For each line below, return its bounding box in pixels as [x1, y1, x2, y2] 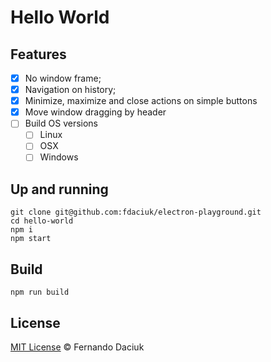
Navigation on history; [24, 84, 117, 96]
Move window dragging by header [24, 106, 167, 118]
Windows [39, 151, 79, 163]
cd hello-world [10, 216, 74, 226]
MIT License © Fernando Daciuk [10, 341, 145, 353]
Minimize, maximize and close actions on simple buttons [24, 95, 258, 107]
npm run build [10, 287, 70, 298]
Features [10, 46, 67, 63]
